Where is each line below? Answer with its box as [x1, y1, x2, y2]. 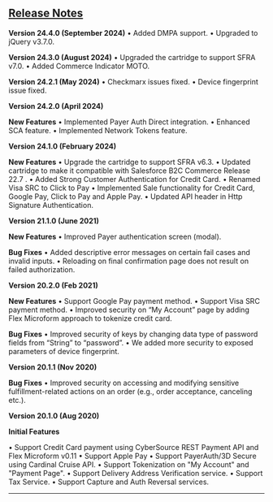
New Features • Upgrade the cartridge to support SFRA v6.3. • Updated [8, 157, 251, 167]
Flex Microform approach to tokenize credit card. [8, 313, 172, 323]
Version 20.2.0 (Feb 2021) [8, 280, 99, 290]
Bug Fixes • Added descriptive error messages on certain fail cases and [8, 247, 250, 257]
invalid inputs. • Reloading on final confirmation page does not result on [8, 256, 249, 266]
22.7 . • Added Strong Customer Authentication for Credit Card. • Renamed [8, 174, 261, 184]
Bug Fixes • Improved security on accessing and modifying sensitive [8, 378, 240, 387]
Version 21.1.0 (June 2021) [8, 215, 100, 226]
